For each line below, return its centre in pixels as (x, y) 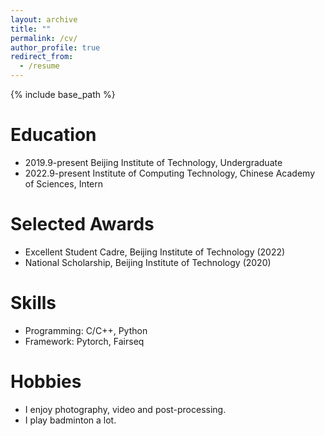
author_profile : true (55, 47)
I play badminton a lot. (70, 420)
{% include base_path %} (63, 94)
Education (53, 135)
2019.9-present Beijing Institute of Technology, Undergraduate (153, 162)
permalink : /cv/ (44, 38)
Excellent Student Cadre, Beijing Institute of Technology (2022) (155, 252)
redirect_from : (42, 57)
